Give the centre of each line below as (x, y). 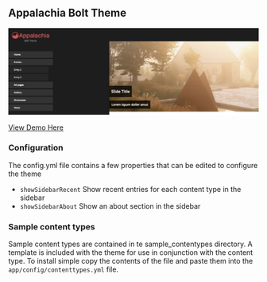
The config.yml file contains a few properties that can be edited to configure (133, 165)
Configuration (36, 148)
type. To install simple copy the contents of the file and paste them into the (131, 261)
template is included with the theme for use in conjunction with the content (131, 253)
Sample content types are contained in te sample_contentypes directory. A (130, 244)
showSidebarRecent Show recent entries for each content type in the (130, 189)
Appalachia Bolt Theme (68, 13)
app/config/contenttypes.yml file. (64, 269)
